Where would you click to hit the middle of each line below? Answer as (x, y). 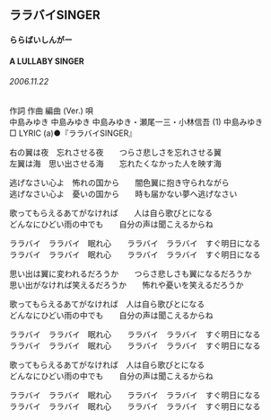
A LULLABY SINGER (47, 61)
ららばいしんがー (41, 40)
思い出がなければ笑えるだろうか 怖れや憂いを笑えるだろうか (127, 284)
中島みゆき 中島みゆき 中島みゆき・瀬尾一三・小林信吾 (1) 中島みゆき (136, 121)
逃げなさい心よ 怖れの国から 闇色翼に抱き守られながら (119, 183)
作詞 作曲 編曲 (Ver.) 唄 (52, 111)
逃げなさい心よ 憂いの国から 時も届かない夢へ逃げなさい (123, 193)
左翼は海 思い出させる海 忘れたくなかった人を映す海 (115, 163)
